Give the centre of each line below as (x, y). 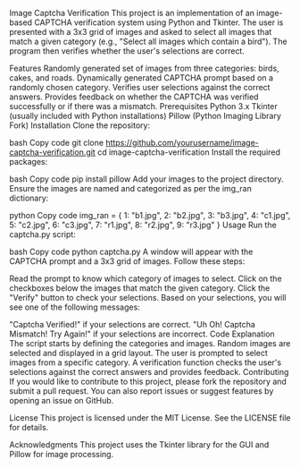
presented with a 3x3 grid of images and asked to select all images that (141, 32)
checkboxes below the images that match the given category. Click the (140, 288)
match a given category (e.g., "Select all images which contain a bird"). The (148, 41)
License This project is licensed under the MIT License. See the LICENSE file (150, 418)
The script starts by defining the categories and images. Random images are (150, 343)
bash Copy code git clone (57, 143)
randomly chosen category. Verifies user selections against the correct (140, 87)
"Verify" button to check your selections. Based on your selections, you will (148, 298)
